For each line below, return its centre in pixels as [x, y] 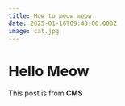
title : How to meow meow [50, 16]
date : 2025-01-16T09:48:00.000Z [62, 23]
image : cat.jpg [34, 31]
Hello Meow [49, 71]
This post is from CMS [46, 93]
